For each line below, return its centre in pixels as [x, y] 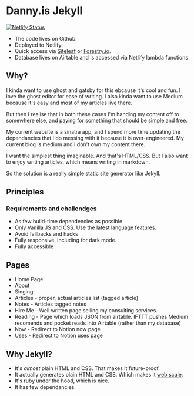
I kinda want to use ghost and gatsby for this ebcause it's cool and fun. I [93, 90]
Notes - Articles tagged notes [51, 304]
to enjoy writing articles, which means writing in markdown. [78, 162]
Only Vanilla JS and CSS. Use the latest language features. [86, 227]
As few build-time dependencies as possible [68, 222]
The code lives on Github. [46, 38]
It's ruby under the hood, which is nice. [62, 381]
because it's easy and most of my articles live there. [69, 103]
